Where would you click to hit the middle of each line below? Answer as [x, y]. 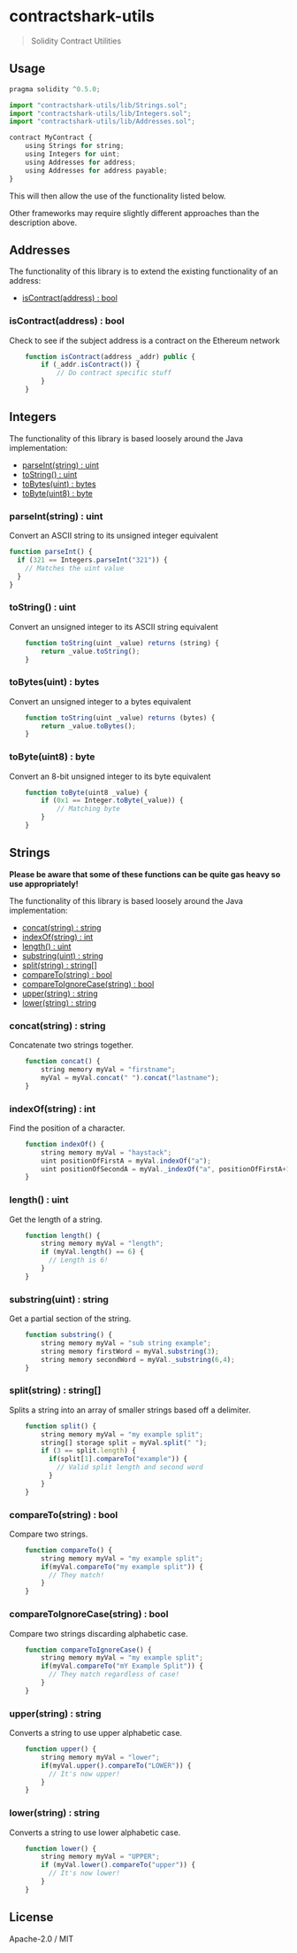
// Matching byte [88, 809]
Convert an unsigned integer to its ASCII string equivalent [114, 626]
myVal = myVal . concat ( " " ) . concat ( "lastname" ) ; [130, 1078]
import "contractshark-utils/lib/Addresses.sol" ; [103, 121]
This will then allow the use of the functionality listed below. [118, 196]
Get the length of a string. [56, 1219]
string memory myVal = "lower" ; [101, 1757]
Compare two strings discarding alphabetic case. [99, 1633]
